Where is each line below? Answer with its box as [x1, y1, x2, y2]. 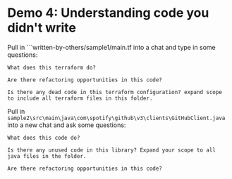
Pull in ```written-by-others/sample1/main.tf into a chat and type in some [7, 43, 216, 51]
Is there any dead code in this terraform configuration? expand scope [7, 88, 222, 95]
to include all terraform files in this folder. [7, 95, 153, 102]
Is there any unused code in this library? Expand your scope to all [7, 146, 216, 154]
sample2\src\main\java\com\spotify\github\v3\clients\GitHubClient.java [7, 114, 226, 121]
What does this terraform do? [7, 64, 97, 71]
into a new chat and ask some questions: [7, 121, 126, 129]
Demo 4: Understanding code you [7, 5, 209, 21]
